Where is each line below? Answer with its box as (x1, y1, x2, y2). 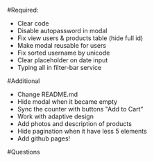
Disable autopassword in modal (17, 27, 108, 35)
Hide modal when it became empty (17, 98, 118, 106)
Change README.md (17, 90, 78, 98)
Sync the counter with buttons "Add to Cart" (17, 105, 144, 113)
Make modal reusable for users (17, 42, 106, 49)
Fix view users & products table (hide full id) (17, 34, 144, 42)
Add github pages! (17, 134, 71, 143)
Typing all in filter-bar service (17, 64, 102, 71)
